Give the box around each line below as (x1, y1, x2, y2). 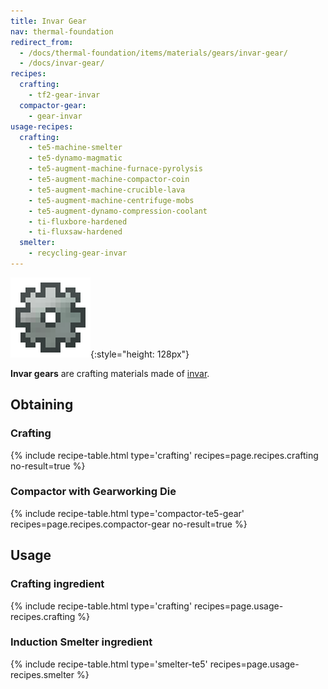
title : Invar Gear (10, 16, 87, 26)
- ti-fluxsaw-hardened (28, 227, 123, 237)
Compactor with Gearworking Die (10, 485, 177, 499)
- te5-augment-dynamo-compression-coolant (28, 206, 208, 216)
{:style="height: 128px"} (90, 348, 190, 360)
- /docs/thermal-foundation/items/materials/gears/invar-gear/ (19, 48, 288, 58)
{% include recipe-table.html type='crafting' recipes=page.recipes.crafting (10, 449, 319, 461)
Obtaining (10, 396, 74, 414)
